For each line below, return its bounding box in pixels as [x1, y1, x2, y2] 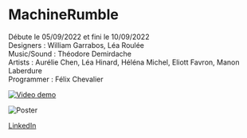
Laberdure [8, 65, 42, 75]
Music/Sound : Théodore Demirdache [8, 49, 131, 58]
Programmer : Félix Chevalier [8, 74, 104, 84]
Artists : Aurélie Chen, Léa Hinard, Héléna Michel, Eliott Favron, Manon [8, 57, 240, 67]
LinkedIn [8, 120, 37, 130]
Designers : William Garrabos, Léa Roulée [8, 40, 145, 49]
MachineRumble [8, 6, 120, 24]
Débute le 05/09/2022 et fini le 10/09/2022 [8, 32, 150, 41]
